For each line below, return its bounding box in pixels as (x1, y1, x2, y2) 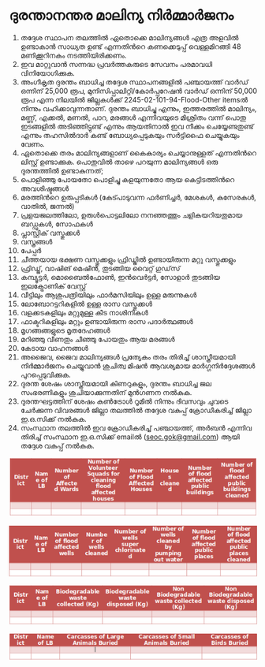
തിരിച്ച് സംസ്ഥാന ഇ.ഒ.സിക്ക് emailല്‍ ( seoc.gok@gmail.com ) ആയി (20, 432, 240, 442)
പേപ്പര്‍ (20, 245, 42, 255)
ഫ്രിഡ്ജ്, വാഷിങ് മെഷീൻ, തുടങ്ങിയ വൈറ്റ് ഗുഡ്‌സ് (20, 263, 181, 273)
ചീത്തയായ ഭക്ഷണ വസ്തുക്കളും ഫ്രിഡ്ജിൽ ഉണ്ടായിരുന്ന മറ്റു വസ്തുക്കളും (20, 255, 236, 264)
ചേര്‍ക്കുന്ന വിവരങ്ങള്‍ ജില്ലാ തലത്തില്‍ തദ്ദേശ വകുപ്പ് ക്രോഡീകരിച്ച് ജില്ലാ (20, 405, 252, 415)
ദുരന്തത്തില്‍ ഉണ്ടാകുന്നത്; (20, 166, 103, 175)
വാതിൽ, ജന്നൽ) (20, 201, 75, 211)
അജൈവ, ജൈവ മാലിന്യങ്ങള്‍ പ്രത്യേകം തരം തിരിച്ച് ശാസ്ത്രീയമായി (20, 352, 236, 361)
